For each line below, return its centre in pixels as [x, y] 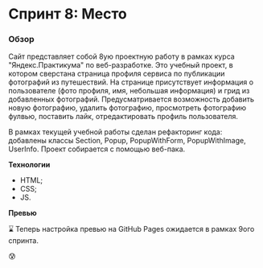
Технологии [29, 165]
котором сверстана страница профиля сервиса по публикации [117, 74]
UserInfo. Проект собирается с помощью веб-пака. [97, 149]
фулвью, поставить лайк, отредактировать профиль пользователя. [123, 117]
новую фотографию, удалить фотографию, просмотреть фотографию [127, 108]
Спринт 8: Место [68, 14]
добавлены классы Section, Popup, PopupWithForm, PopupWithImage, [127, 141]
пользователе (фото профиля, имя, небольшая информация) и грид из [129, 91]
